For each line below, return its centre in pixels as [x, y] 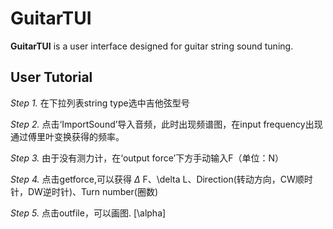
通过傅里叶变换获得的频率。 [67, 136]
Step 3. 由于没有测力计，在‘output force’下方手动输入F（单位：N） [147, 158]
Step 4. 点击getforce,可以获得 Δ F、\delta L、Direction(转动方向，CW [153, 179]
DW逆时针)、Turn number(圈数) [93, 191]
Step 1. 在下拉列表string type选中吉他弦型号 [100, 103]
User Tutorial [51, 77]
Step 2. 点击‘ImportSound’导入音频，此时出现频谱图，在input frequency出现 [166, 124]
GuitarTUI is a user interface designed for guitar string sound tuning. [152, 46]
